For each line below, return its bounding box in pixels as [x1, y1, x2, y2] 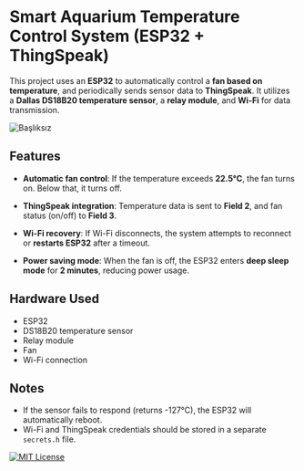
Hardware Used [9, 291, 100, 307]
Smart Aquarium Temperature [9, 6, 240, 27]
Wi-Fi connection [22, 354, 88, 365]
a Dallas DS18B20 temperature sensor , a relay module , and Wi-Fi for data [9, 94, 291, 106]
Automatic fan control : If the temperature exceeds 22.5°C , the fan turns [22, 173, 296, 183]
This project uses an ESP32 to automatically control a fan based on [9, 75, 263, 86]
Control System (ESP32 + [9, 26, 205, 47]
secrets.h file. [22, 434, 76, 445]
